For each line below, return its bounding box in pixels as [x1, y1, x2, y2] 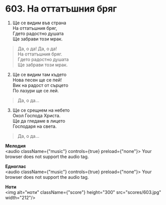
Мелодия [5, 142, 26, 149]
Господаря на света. [12, 123, 57, 129]
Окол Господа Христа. [12, 112, 61, 119]
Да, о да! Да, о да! [17, 45, 57, 52]
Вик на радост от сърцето [12, 82, 69, 88]
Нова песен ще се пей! [12, 77, 62, 83]
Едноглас [5, 163, 26, 169]
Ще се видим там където [12, 71, 67, 77]
